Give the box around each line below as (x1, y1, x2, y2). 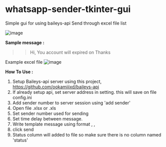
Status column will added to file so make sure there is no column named (12, 131, 161, 137)
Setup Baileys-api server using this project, (12, 78, 102, 84)
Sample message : (5, 39, 45, 46)
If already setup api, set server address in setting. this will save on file (12, 89, 157, 95)
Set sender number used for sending (12, 110, 89, 116)
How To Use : (5, 69, 34, 75)
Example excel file (5, 59, 43, 65)
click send (12, 126, 34, 132)
